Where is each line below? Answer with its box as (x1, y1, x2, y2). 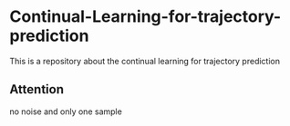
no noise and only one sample (9, 106, 123, 117)
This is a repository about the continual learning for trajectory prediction (9, 55, 281, 66)
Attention (9, 82, 64, 97)
